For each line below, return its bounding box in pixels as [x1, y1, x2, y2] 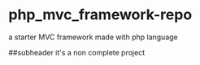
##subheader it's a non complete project [8, 47, 145, 57]
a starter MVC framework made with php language [8, 32, 178, 42]
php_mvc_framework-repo [8, 6, 193, 24]
